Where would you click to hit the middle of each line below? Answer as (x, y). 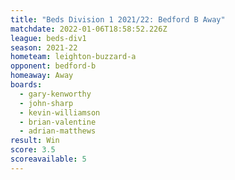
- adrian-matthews (58, 131)
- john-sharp (46, 103)
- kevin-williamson (60, 112)
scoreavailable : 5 (48, 159)
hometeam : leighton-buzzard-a (73, 57)
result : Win (35, 141)
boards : (26, 85)
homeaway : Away (42, 76)
